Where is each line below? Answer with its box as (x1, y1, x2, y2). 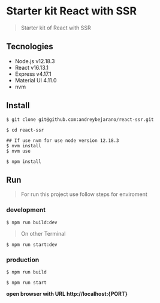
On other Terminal (20, 230, 66, 237)
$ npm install (6, 158, 42, 165)
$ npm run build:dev (6, 219, 58, 225)
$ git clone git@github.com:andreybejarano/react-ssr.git (6, 116, 154, 123)
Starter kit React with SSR (6, 4, 137, 18)
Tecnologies (6, 41, 53, 52)
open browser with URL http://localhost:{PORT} (6, 290, 128, 297)
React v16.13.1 (14, 64, 49, 71)
